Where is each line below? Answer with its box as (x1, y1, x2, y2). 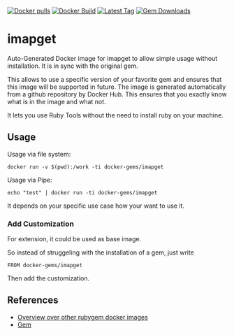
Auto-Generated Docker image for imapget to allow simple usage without (7, 54, 218, 62)
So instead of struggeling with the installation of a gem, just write (7, 248, 194, 257)
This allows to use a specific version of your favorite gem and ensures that (7, 75, 222, 83)
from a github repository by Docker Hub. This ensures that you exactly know (7, 90, 227, 98)
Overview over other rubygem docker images (17, 313, 148, 321)
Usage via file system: (7, 150, 71, 158)
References (7, 294, 59, 306)
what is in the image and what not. (7, 97, 106, 106)
